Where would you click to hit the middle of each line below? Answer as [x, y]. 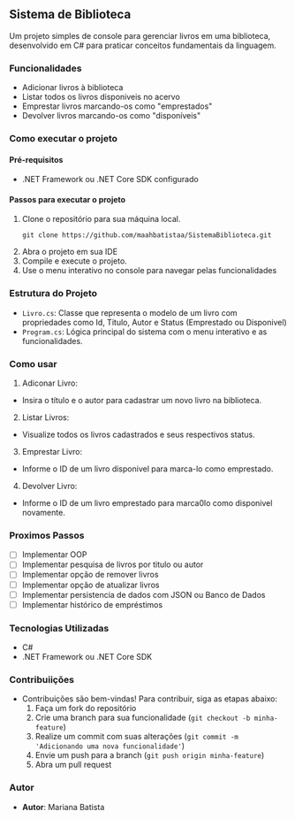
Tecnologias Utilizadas [59, 628]
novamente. [44, 513]
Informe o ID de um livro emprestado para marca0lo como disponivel [147, 503]
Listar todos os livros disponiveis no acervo [101, 97]
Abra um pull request [73, 765]
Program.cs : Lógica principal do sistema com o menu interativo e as [144, 332]
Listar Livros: [45, 417]
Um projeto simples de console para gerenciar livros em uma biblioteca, [140, 35]
